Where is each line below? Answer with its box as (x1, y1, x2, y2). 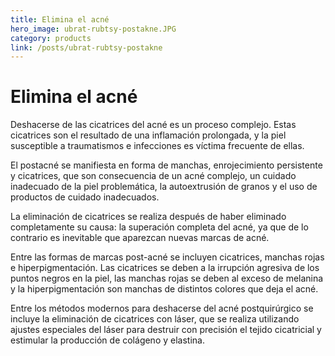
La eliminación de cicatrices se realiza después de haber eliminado (10, 211, 287, 223)
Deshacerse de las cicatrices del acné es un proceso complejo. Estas (10, 119, 297, 131)
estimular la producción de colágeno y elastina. (10, 334, 205, 346)
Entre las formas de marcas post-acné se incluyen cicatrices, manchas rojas (10, 251, 325, 263)
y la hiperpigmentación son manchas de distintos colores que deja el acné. (10, 283, 319, 295)
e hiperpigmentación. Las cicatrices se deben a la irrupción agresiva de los (10, 262, 320, 274)
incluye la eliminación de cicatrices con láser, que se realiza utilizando (10, 313, 300, 325)
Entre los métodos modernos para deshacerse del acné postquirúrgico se (10, 302, 314, 315)
